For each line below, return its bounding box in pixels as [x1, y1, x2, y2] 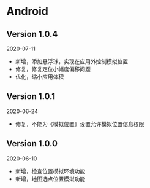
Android [6, 4, 49, 18]
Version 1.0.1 [6, 91, 56, 102]
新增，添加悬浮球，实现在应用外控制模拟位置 [15, 58, 129, 65]
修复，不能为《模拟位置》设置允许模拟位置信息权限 [15, 120, 144, 127]
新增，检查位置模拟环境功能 [15, 167, 86, 174]
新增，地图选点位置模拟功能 [15, 175, 86, 182]
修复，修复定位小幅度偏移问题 [15, 66, 91, 72]
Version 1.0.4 [6, 29, 58, 39]
